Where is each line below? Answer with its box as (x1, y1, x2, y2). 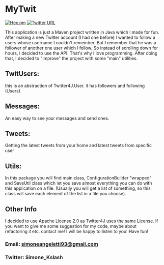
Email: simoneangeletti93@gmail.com (5, 240, 98, 247)
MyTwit (5, 3, 36, 15)
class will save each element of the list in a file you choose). (5, 191, 127, 197)
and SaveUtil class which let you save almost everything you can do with (5, 180, 152, 186)
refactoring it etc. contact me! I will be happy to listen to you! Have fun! (5, 229, 149, 234)
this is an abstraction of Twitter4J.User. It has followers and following (5, 83, 145, 88)
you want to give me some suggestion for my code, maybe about (5, 223, 137, 229)
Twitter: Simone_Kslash (5, 254, 63, 261)
